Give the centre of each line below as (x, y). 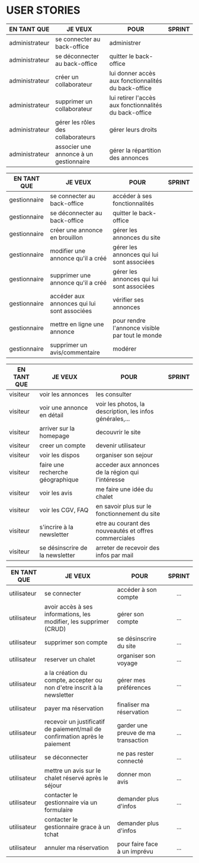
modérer (124, 349)
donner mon (134, 774)
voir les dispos (60, 455)
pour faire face (137, 844)
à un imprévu (135, 851)
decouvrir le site (118, 432)
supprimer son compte (76, 642)
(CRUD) (55, 629)
